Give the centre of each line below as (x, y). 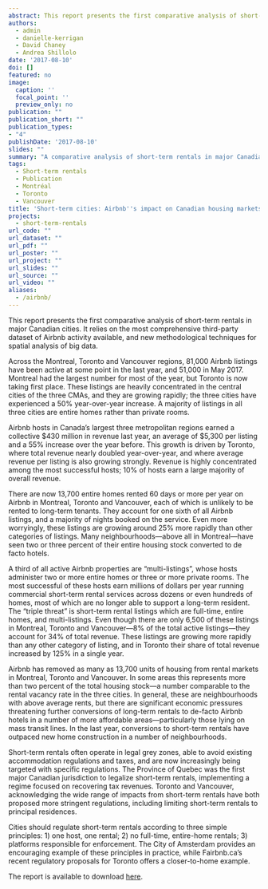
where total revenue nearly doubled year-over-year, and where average (126, 452)
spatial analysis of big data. (53, 346)
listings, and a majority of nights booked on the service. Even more (118, 519)
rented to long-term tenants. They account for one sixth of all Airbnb (121, 511)
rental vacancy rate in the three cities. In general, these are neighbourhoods (133, 694)
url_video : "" (32, 283)
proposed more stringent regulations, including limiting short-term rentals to (133, 803)
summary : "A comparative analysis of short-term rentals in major (121, 156)
